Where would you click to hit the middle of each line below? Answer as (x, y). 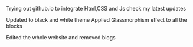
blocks (14, 26)
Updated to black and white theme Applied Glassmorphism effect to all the (97, 20)
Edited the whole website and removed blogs (61, 37)
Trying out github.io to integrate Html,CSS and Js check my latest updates (96, 9)
